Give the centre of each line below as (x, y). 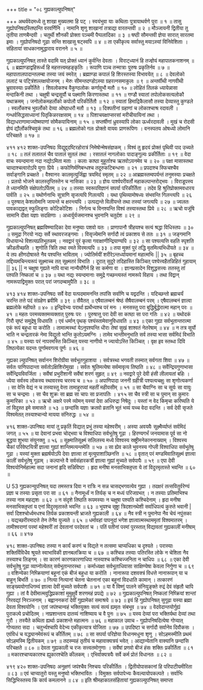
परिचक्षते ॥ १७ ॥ (23, 135)
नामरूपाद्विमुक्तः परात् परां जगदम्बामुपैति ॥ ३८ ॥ (51, 282)
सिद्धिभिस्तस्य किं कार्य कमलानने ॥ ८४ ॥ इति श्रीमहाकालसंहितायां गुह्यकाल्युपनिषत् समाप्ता (90, 680)
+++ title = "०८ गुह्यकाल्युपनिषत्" (41, 9)
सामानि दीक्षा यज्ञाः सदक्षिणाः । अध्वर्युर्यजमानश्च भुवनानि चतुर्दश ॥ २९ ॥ (73, 215)
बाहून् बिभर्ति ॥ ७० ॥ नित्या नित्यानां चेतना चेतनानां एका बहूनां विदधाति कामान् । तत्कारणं (89, 580)
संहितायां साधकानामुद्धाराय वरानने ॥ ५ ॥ (44, 49)
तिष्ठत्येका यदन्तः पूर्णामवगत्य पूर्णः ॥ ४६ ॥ (45, 348)
